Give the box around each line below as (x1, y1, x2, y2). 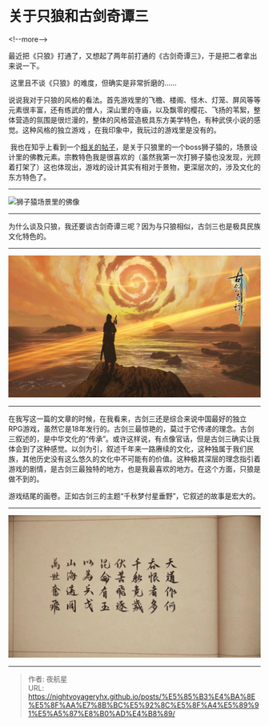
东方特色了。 (8, 172, 50, 181)
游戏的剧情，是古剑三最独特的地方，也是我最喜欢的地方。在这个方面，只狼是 (8, 464, 261, 474)
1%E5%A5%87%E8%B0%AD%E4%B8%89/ (27, 708, 175, 718)
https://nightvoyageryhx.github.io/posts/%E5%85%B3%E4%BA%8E (27, 692, 256, 701)
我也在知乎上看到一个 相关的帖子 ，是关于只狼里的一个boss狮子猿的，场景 (10, 142, 251, 152)
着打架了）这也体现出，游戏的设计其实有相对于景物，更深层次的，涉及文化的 (8, 162, 261, 172)
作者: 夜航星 (27, 674, 68, 683)
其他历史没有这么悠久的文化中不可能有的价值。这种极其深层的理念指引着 (22, 454, 261, 464)
